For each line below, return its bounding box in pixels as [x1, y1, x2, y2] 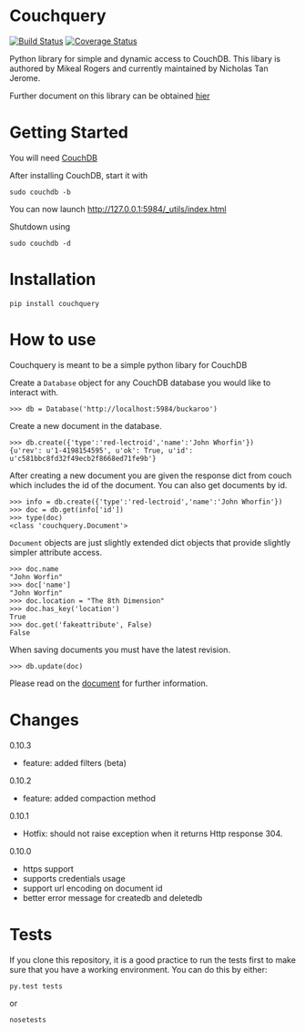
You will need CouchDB [9, 152, 98, 163]
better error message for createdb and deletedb [22, 892, 203, 903]
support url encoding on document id [22, 883, 163, 894]
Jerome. [9, 72, 41, 83]
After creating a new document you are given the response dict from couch [9, 470, 292, 481]
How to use [9, 330, 97, 350]
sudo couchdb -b [9, 188, 71, 197]
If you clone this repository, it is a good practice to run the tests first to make [9, 954, 296, 966]
